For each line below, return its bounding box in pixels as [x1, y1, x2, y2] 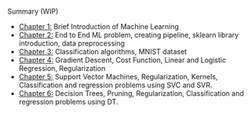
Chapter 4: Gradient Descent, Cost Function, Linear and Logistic [18, 55, 227, 64]
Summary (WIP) [7, 7, 59, 16]
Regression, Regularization [18, 64, 106, 73]
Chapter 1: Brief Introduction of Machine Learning [18, 22, 180, 31]
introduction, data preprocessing [18, 39, 125, 48]
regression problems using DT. [18, 97, 119, 106]
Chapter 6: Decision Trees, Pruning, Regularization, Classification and [18, 89, 244, 97]
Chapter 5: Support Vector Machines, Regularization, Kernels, [18, 72, 218, 81]
